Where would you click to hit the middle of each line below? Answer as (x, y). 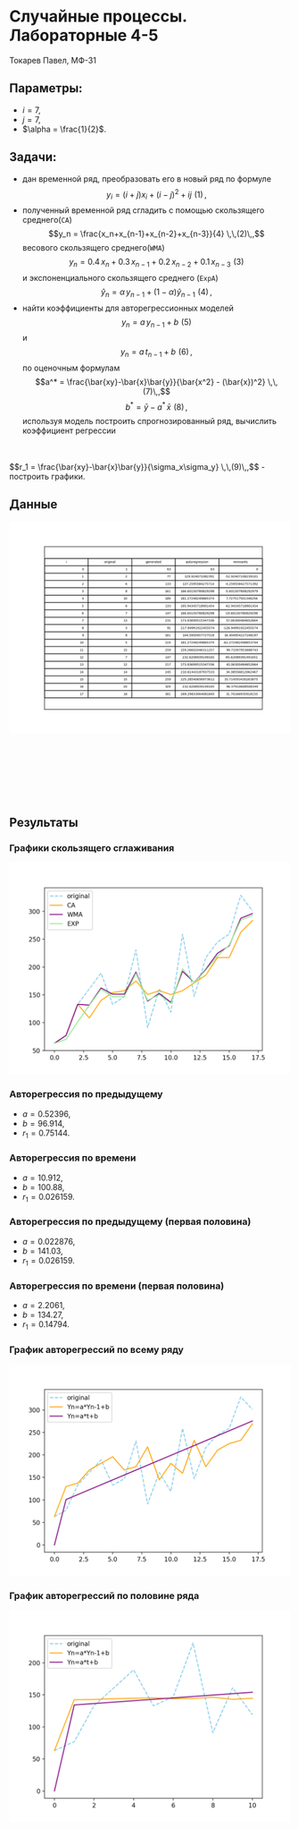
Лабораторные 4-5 (84, 35)
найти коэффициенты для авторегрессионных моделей (128, 308)
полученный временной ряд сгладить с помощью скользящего (143, 210)
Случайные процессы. (98, 17)
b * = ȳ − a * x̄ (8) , (157, 406)
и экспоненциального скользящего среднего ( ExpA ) (120, 277)
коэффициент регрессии (69, 430)
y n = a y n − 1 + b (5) (157, 323)
